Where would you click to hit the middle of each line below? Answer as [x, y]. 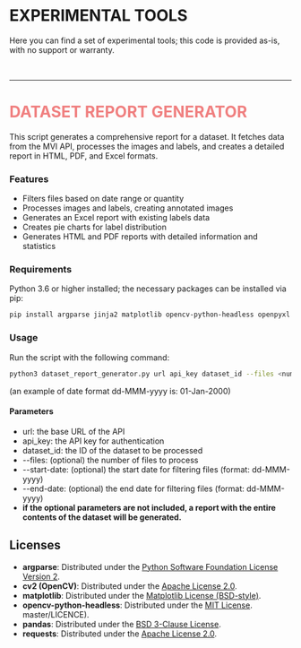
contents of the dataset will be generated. [102, 517]
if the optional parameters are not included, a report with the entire [149, 507]
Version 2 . [41, 576]
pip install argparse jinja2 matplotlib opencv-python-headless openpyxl [150, 315]
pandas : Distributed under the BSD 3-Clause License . [121, 624]
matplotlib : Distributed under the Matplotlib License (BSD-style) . [142, 595]
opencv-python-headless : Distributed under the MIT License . [137, 605]
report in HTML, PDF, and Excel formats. [84, 156]
